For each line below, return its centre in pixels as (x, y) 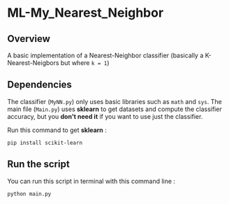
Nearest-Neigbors (33, 63)
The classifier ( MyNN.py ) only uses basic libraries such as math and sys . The (114, 101)
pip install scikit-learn (45, 143)
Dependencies (39, 85)
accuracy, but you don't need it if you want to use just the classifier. (105, 116)
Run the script (38, 165)
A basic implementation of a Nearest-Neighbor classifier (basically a (105, 55)
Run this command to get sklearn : (57, 130)
